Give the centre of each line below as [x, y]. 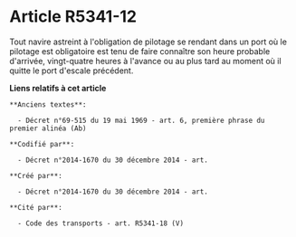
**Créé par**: [36, 175]
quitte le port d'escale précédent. [72, 71]
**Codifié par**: [42, 144]
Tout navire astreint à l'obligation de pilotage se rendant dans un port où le [148, 42]
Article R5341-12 [73, 17]
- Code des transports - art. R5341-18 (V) [100, 223]
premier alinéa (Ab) [48, 128]
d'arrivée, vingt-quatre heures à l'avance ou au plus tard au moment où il [146, 61]
